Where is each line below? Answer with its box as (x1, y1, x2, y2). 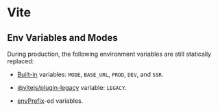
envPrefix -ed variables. (16, 97, 84, 105)
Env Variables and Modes (7, 32, 118, 44)
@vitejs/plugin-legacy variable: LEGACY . (16, 84, 127, 91)
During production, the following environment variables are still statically (7, 50, 211, 58)
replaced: (7, 57, 34, 65)
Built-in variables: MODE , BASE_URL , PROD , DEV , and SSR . (16, 70, 164, 78)
